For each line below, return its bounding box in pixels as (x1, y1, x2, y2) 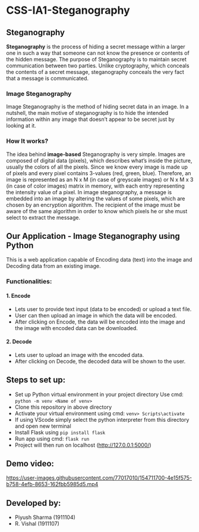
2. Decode (6, 338, 32, 346)
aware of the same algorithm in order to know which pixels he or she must (6, 207, 188, 214)
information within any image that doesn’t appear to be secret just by (6, 116, 175, 123)
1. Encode (6, 292, 31, 299)
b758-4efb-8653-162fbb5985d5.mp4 (6, 481, 99, 488)
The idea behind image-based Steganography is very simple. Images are (6, 150, 185, 158)
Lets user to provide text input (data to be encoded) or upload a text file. (14, 305, 192, 313)
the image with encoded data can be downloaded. (14, 324, 138, 331)
